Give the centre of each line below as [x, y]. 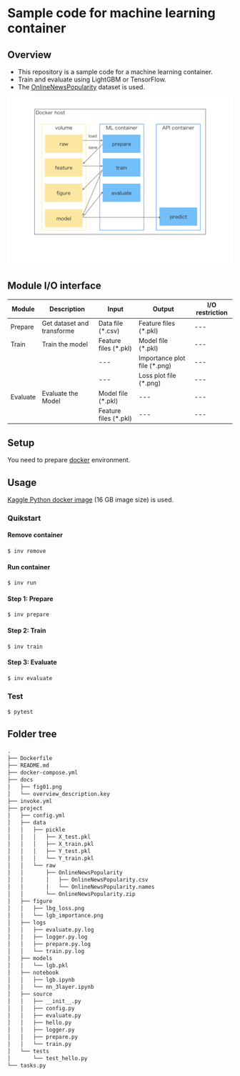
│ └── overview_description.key [59, 794]
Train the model [65, 344]
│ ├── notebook [33, 972]
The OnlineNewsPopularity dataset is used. [81, 87]
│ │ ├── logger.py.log [47, 937]
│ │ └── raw [31, 865]
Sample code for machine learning [111, 13]
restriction [212, 313]
